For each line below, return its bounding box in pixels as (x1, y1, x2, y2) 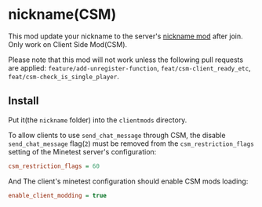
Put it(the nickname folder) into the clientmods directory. (8, 115, 187, 125)
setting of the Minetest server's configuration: (8, 147, 157, 156)
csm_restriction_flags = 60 (8, 162, 100, 170)
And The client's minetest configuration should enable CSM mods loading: (8, 176, 249, 186)
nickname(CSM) (8, 5, 117, 24)
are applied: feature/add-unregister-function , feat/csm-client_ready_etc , (8, 63, 251, 72)
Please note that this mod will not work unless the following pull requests (8, 55, 244, 64)
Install (8, 94, 39, 107)
